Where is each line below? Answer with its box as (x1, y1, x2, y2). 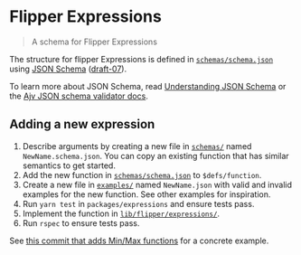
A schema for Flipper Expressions (31, 36, 158, 47)
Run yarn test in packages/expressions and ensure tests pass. (22, 198, 255, 209)
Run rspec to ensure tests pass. (22, 217, 140, 228)
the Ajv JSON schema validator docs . (9, 90, 149, 101)
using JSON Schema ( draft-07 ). (9, 63, 127, 74)
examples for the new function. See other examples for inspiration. (22, 188, 271, 200)
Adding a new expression (9, 117, 155, 132)
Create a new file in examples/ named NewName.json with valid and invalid (22, 179, 292, 190)
